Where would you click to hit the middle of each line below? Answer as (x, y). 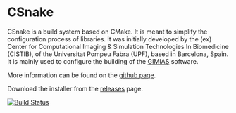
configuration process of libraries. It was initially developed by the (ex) (110, 39)
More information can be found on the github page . (82, 75)
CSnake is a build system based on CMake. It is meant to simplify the (107, 32)
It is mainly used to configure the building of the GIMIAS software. (103, 61)
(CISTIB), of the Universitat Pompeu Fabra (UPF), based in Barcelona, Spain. (118, 54)
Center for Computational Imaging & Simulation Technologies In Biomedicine (118, 46)
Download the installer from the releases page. (75, 88)
